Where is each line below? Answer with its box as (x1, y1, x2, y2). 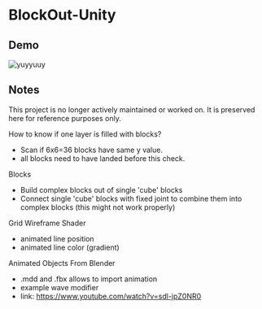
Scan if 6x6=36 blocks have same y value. (20, 145, 163, 154)
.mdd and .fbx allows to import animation (20, 274, 158, 284)
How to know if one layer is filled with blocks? (8, 128, 162, 139)
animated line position (20, 233, 95, 243)
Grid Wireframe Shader (8, 218, 86, 228)
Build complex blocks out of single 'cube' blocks (20, 185, 183, 194)
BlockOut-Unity (8, 6, 116, 24)
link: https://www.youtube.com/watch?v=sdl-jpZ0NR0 (20, 291, 202, 301)
